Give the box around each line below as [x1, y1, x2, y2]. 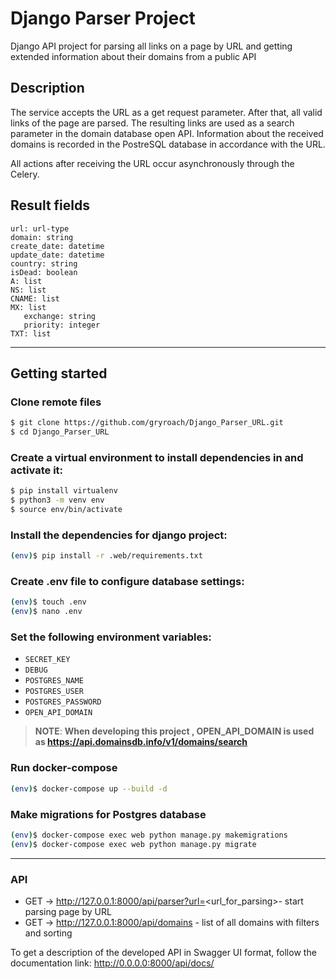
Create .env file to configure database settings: [10, 575, 245, 589]
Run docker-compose [10, 761, 118, 775]
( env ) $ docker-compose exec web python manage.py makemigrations [10, 830, 288, 840]
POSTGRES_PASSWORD [24, 697, 102, 707]
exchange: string [23, 311, 97, 321]
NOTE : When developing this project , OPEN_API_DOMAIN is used [34, 725, 315, 737]
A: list [10, 276, 43, 286]
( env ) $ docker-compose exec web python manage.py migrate [10, 839, 257, 849]
